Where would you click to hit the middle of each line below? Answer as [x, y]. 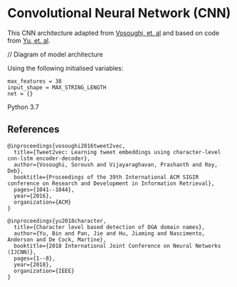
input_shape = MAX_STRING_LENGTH [57, 87]
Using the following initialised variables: [65, 68]
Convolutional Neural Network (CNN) [119, 13]
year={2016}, [33, 196]
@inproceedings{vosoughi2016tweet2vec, [67, 146]
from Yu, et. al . [29, 40]
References [33, 130]
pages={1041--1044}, [44, 190]
